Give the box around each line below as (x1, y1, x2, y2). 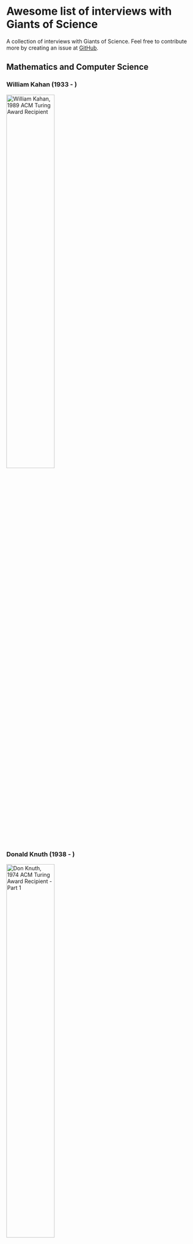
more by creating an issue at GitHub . (6, 44, 99, 51)
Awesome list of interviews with (6, 4, 172, 18)
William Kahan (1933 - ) (6, 80, 78, 89)
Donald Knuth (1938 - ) (6, 850, 75, 859)
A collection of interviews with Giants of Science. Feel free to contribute (6, 37, 188, 45)
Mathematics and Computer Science (6, 62, 149, 72)
